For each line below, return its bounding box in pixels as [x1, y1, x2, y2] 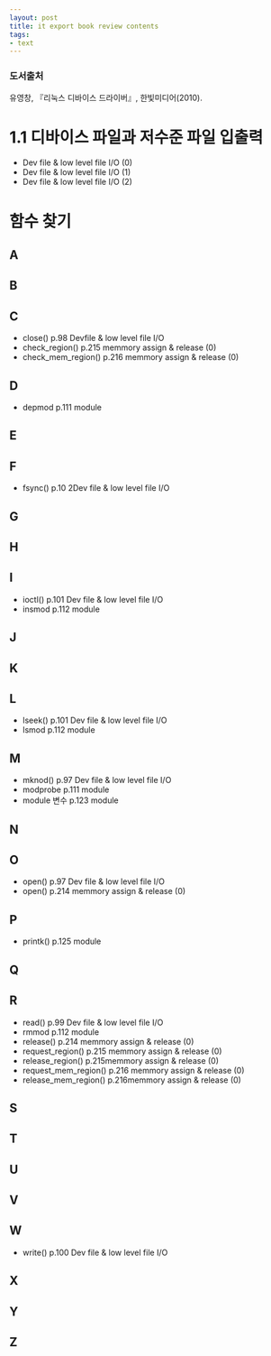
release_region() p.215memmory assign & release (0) [22, 1055, 219, 1065]
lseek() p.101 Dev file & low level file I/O [22, 715, 167, 726]
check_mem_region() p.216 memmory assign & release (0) [22, 352, 239, 363]
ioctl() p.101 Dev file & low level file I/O [22, 594, 164, 604]
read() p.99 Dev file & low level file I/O [22, 1017, 164, 1028]
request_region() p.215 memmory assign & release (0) [22, 1046, 222, 1056]
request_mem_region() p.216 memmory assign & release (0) [22, 1065, 245, 1075]
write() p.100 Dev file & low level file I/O [22, 1247, 168, 1258]
